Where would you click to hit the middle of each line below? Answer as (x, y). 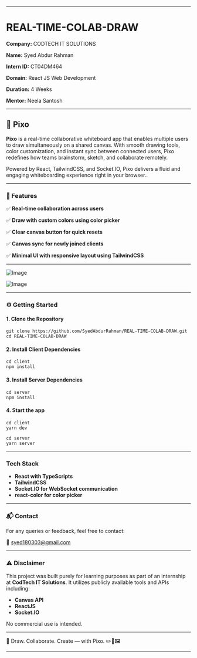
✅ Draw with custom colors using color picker (63, 220)
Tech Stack (23, 463)
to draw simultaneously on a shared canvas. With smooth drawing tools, (93, 145)
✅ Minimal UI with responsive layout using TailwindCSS (75, 255)
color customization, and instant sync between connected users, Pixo (90, 151)
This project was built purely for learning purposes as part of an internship (96, 576)
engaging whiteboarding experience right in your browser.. (77, 175)
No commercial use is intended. (44, 623)
